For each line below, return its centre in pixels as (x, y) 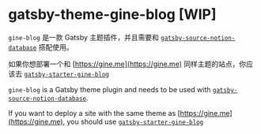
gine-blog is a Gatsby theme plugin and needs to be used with (110, 89)
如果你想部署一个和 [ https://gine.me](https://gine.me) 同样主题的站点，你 (127, 64)
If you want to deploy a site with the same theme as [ (94, 113)
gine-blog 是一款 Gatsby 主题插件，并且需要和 (84, 37)
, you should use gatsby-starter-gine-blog (133, 121)
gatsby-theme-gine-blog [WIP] (112, 15)
